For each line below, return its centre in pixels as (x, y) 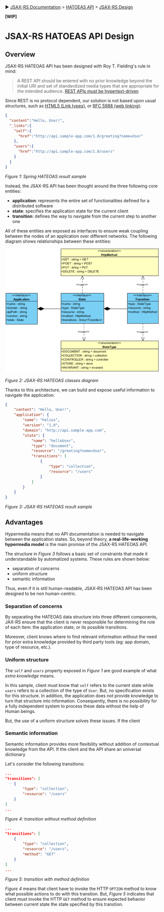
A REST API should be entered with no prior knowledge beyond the (85, 81)
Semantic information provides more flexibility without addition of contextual (82, 744)
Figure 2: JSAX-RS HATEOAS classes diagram (52, 380)
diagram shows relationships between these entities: (58, 241)
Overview (20, 54)
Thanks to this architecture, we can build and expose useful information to (80, 390)
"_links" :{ (21, 126)
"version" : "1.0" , (41, 425)
